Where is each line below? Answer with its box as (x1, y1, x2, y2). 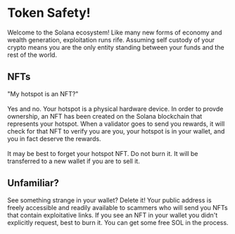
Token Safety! (7, 5, 91, 21)
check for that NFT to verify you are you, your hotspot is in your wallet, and (7, 126, 225, 135)
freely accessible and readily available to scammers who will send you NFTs (7, 203, 228, 212)
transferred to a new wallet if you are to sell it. (7, 157, 141, 165)
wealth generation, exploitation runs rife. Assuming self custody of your (7, 35, 215, 44)
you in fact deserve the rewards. (7, 134, 101, 143)
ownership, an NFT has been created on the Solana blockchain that (7, 112, 203, 120)
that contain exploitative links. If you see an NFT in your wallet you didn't (7, 211, 218, 219)
